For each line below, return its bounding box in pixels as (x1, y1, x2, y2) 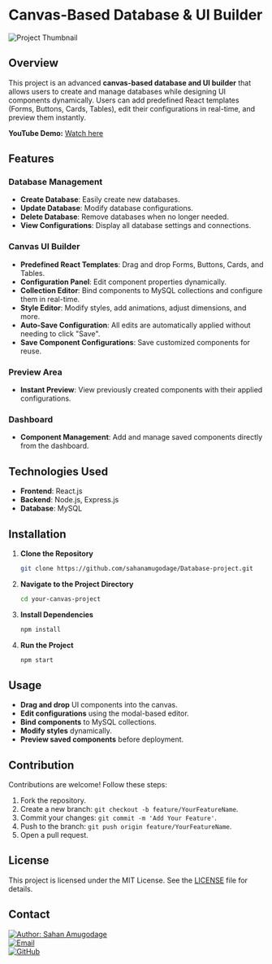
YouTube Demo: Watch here (8, 128, 104, 138)
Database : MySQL (19, 503, 83, 514)
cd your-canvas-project (19, 594, 101, 603)
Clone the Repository (19, 548, 93, 559)
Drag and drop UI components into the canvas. (19, 700, 178, 710)
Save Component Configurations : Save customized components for (19, 337, 250, 347)
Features (8, 152, 54, 166)
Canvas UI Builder (8, 241, 80, 252)
